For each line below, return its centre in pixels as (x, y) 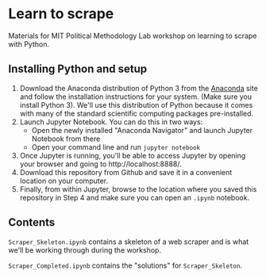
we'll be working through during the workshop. (85, 249)
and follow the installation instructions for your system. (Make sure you (136, 97)
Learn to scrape (61, 14)
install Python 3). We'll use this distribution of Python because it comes (136, 105)
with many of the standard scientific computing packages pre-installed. (137, 113)
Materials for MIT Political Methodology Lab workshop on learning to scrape (133, 36)
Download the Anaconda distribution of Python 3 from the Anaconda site (139, 88)
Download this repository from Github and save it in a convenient (126, 172)
